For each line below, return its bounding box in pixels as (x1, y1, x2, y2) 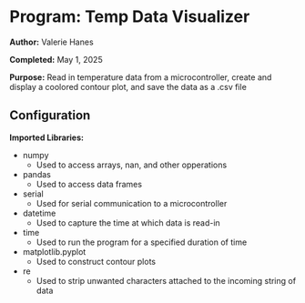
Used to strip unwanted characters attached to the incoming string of (36, 275, 297, 286)
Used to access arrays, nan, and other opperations (36, 159, 228, 170)
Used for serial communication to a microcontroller (36, 197, 228, 208)
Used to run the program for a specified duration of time (36, 237, 248, 247)
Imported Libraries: (9, 132, 85, 143)
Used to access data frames (36, 178, 143, 189)
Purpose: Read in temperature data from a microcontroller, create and (9, 71, 272, 83)
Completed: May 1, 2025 (9, 54, 103, 65)
